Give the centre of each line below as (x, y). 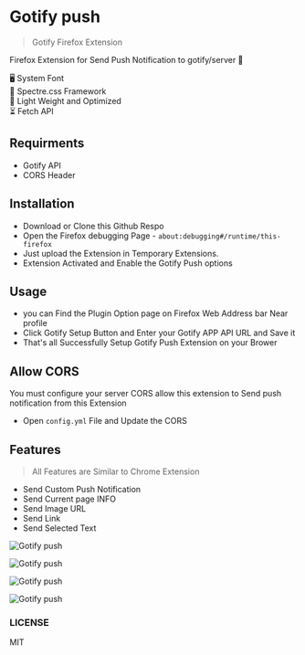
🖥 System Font (37, 78)
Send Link (42, 518)
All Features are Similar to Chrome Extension (116, 471)
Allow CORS (44, 371)
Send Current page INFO (69, 499)
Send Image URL (54, 508)
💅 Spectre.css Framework (58, 91)
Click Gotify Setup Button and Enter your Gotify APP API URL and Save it (159, 333)
